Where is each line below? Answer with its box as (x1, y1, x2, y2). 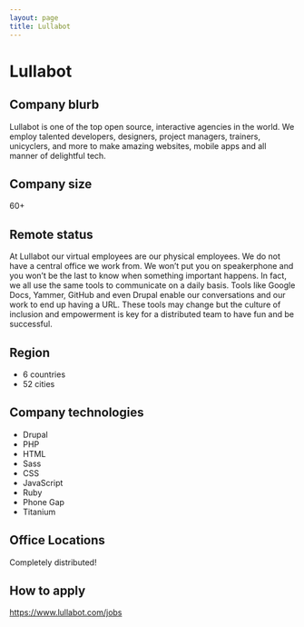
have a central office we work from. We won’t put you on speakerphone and (9, 261, 294, 272)
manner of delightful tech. (9, 150, 106, 161)
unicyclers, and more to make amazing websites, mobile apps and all (9, 140, 267, 151)
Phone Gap (22, 496, 65, 507)
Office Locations (9, 532, 106, 548)
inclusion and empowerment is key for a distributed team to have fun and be (9, 309, 295, 320)
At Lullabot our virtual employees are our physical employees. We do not (9, 251, 281, 262)
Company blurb (9, 97, 100, 113)
